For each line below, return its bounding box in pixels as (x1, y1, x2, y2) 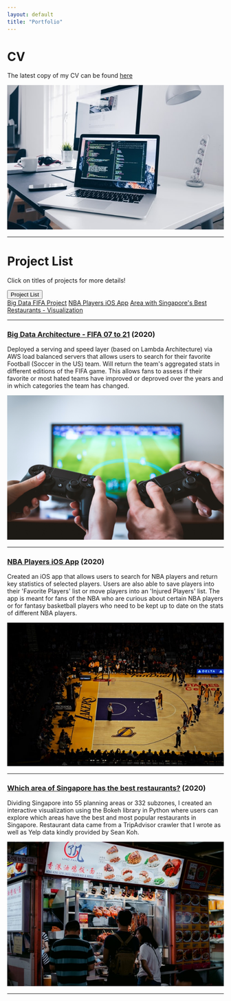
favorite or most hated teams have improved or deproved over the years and (7, 375, 223, 383)
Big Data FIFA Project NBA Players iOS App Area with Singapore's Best (7, 298, 208, 307)
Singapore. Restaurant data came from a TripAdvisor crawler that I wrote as (7, 821, 221, 829)
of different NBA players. (7, 609, 78, 617)
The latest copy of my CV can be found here (7, 71, 133, 80)
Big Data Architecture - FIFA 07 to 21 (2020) (7, 329, 156, 339)
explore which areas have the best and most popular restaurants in (7, 813, 197, 822)
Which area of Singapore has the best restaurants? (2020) (7, 783, 206, 793)
